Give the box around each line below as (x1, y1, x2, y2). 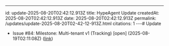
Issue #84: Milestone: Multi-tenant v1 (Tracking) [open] (12, 30, 127, 36)
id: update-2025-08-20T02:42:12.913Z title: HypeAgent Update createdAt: (5, 10, 159, 15)
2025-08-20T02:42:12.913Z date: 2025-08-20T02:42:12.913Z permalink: (5, 15, 157, 21)
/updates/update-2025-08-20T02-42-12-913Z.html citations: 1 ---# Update (5, 20, 161, 26)
